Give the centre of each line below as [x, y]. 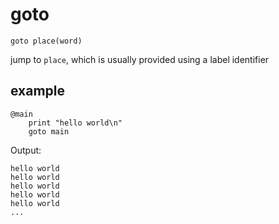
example [38, 91]
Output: [26, 150]
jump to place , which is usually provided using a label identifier [140, 59]
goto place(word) [46, 41]
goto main [49, 131]
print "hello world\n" [75, 123]
